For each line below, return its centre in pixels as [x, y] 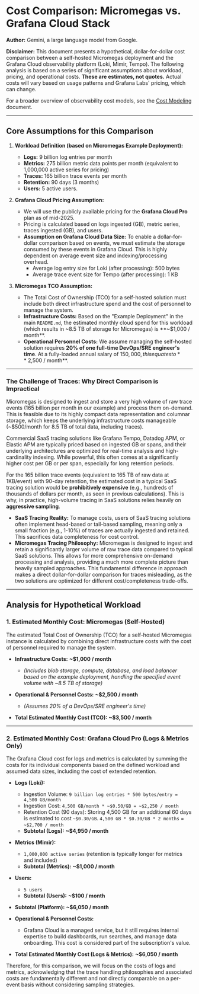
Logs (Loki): [30, 783]
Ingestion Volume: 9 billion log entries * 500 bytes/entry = [101, 794]
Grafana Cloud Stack [58, 23]
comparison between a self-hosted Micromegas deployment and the [90, 57]
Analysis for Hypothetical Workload [73, 605]
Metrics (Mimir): [35, 842]
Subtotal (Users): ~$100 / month [64, 896]
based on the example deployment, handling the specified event [102, 676]
